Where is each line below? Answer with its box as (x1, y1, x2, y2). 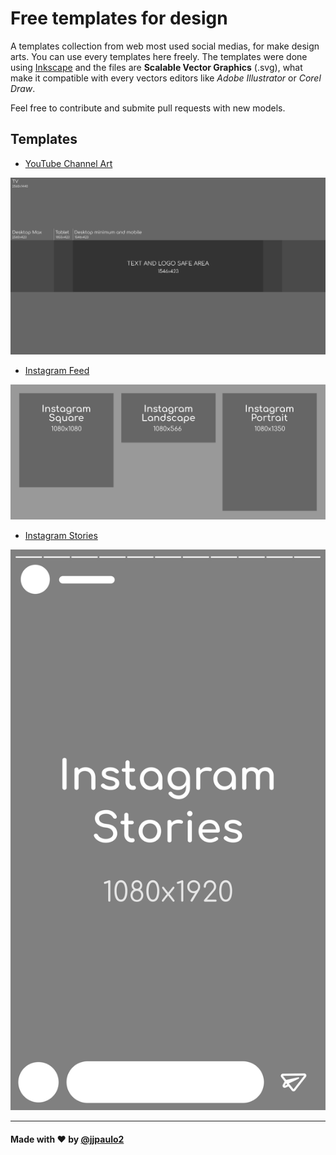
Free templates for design (10, 7, 228, 30)
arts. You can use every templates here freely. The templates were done (10, 50, 308, 62)
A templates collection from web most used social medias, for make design (10, 40, 320, 52)
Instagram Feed (24, 364, 90, 376)
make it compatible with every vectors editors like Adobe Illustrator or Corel (10, 72, 322, 84)
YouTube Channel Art (24, 157, 113, 169)
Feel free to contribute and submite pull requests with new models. (10, 102, 286, 114)
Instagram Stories (24, 529, 98, 541)
